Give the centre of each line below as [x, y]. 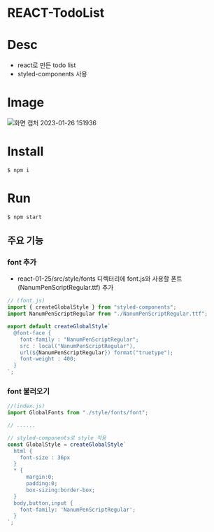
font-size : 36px [45, 457]
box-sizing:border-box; [60, 490]
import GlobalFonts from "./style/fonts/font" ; [78, 413]
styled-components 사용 [52, 74]
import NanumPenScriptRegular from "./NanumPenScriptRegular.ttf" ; [108, 314]
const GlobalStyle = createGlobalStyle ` [67, 444]
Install [26, 152]
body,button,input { [43, 503]
